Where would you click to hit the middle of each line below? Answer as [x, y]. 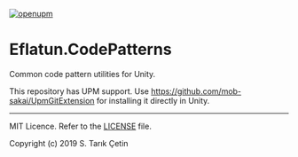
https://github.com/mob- [196, 91]
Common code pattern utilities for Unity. [82, 74]
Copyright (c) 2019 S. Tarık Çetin [69, 143]
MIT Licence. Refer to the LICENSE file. [81, 126]
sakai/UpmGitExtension [52, 100]
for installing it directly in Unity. [153, 100]
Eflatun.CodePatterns [90, 50]
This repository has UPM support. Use [79, 91]
